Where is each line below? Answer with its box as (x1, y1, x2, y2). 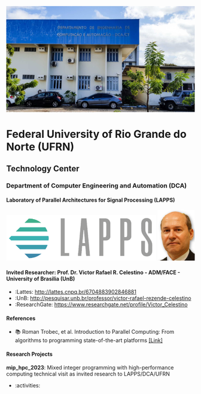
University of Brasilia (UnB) (6, 275, 75, 282)
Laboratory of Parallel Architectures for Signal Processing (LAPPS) (6, 196, 175, 204)
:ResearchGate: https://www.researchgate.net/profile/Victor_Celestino (14, 301, 188, 308)
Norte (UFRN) (6, 140, 75, 153)
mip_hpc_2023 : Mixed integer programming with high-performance (6, 364, 174, 371)
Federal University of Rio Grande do (6, 127, 187, 141)
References (6, 315, 36, 322)
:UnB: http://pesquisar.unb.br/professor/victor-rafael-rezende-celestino (14, 295, 191, 302)
